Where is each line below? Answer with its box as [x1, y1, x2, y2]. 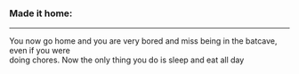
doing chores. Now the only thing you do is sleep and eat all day [9, 54, 245, 65]
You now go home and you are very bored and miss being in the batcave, [9, 36, 278, 46]
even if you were [9, 45, 71, 56]
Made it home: [9, 7, 73, 20]
